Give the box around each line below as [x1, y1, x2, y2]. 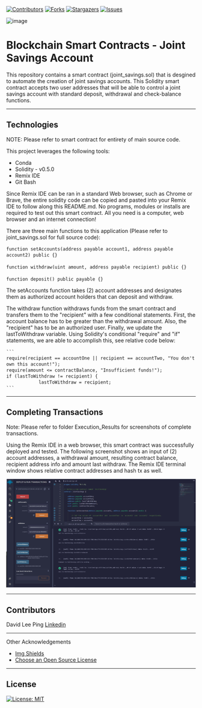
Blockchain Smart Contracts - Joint [6, 39, 186, 52]
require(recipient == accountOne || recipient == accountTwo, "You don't [6, 355, 195, 361]
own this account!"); [6, 361, 61, 367]
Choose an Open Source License [14, 656, 97, 663]
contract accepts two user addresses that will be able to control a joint [6, 84, 181, 91]
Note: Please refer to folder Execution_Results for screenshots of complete [6, 423, 191, 430]
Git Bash [14, 178, 36, 185]
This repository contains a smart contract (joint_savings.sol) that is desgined [6, 71, 196, 78]
